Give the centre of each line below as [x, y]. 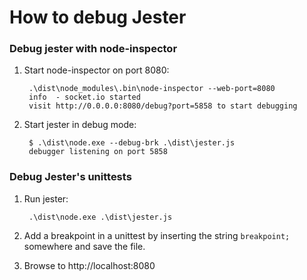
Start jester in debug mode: [80, 125]
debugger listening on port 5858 [98, 152]
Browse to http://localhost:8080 [89, 265]
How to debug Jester [98, 17]
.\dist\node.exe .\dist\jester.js [100, 217]
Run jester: [46, 198]
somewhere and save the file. [84, 246]
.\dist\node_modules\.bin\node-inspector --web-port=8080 [152, 89]
